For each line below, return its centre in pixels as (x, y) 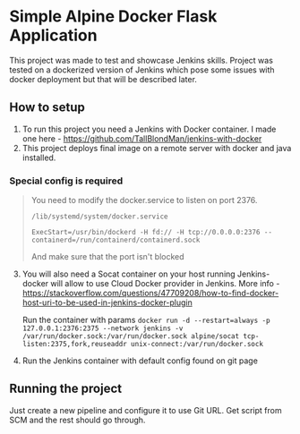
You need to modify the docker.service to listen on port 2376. (144, 200)
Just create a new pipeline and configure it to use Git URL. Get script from (146, 410)
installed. (39, 157)
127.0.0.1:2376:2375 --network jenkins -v (103, 328)
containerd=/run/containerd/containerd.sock (116, 240)
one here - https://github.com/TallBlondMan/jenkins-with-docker (142, 138)
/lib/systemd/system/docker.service (99, 217)
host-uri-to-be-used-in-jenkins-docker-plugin (107, 302)
